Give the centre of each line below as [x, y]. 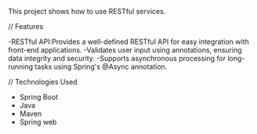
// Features [26, 26]
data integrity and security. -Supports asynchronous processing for [117, 58]
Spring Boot [39, 97]
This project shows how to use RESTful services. [87, 11]
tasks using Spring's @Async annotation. [101, 67]
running [21, 67]
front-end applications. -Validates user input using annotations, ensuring [125, 50]
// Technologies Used [43, 82]
